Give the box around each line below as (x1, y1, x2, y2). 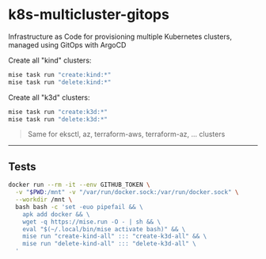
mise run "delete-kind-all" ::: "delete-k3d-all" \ (22, 240, 196, 248)
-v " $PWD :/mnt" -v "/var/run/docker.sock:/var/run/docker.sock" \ (15, 189, 239, 196)
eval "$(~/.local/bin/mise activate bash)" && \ (22, 225, 186, 233)
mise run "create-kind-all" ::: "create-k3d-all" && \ (22, 232, 207, 241)
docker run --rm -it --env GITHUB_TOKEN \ (8, 181, 150, 189)
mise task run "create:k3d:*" (8, 108, 108, 116)
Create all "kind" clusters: (8, 55, 92, 65)
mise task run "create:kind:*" (8, 70, 112, 78)
